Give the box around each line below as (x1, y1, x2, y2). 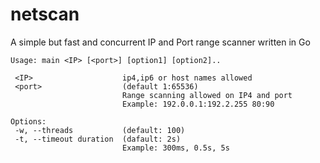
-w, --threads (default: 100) (14, 125, 186, 135)
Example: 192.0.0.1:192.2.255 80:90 (121, 99, 275, 109)
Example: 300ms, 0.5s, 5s (121, 143, 230, 153)
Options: (10, 116, 47, 127)
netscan (10, 3, 80, 26)
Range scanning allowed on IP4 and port (121, 90, 293, 100)
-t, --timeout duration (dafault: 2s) (14, 134, 182, 144)
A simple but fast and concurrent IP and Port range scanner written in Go (10, 36, 311, 48)
